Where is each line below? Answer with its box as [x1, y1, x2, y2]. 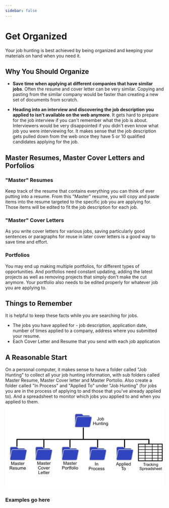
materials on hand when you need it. [5, 53, 81, 59]
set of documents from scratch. [12, 97, 79, 103]
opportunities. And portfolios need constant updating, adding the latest [5, 268, 153, 274]
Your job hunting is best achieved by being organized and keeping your [5, 47, 153, 53]
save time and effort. [5, 239, 48, 245]
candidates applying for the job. [12, 139, 79, 145]
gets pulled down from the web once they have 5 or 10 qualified [12, 133, 145, 140]
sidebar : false [5, 8, 37, 13]
